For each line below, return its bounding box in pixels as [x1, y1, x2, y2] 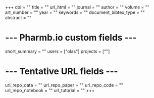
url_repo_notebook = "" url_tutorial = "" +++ [5, 87, 95, 93]
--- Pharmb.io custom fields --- [5, 32, 137, 44]
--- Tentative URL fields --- [5, 66, 118, 77]
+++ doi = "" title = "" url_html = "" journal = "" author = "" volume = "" [5, 4, 150, 10]
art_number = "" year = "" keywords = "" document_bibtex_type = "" [5, 9, 145, 15]
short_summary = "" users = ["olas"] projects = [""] [5, 48, 110, 54]
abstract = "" [5, 15, 32, 20]
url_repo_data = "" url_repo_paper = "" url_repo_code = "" [5, 82, 124, 88]
